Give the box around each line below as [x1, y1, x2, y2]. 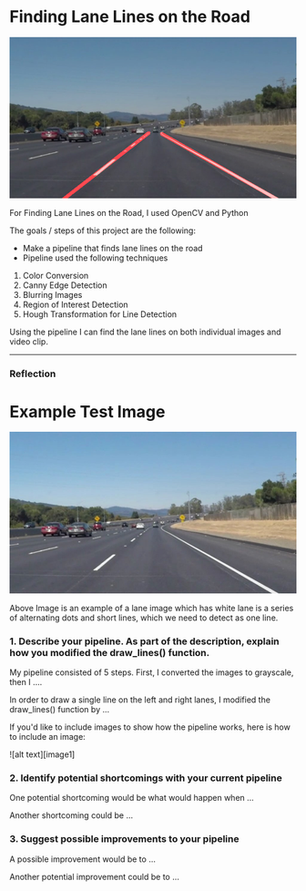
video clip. [9, 336, 48, 347]
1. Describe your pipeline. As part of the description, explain [9, 635, 280, 648]
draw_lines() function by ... [9, 704, 110, 715]
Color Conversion [22, 271, 89, 282]
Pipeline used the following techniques [22, 252, 168, 263]
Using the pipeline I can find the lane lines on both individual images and [9, 326, 281, 338]
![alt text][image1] [9, 749, 76, 760]
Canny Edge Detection [22, 280, 107, 291]
